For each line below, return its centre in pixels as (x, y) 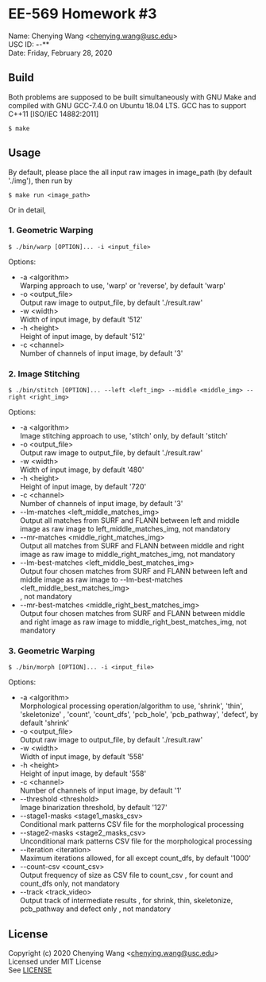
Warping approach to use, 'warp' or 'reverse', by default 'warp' (123, 285)
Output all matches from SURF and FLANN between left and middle (129, 520)
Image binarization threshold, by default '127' (94, 808)
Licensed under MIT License (55, 962)
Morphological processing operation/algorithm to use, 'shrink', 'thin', (131, 706)
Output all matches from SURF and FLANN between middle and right (132, 546)
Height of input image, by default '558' (83, 774)
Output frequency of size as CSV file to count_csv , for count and (126, 875)
